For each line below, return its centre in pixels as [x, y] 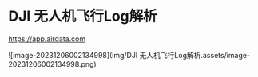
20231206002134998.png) [53, 64]
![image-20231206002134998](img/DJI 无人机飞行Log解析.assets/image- [129, 55]
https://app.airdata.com [47, 38]
